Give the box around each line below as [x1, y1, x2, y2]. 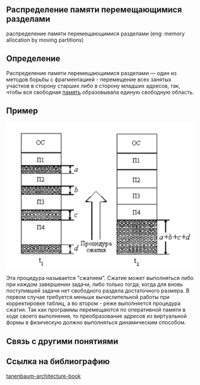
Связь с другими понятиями [6, 336, 118, 346]
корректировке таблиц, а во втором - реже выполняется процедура [6, 300, 181, 307]
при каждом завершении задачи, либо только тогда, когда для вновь [6, 281, 183, 288]
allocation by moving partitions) [6, 36, 84, 44]
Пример [6, 106, 38, 116]
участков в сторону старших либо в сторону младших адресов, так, [6, 82, 181, 89]
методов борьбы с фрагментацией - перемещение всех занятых [6, 76, 172, 83]
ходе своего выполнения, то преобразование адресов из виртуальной [6, 313, 187, 320]
